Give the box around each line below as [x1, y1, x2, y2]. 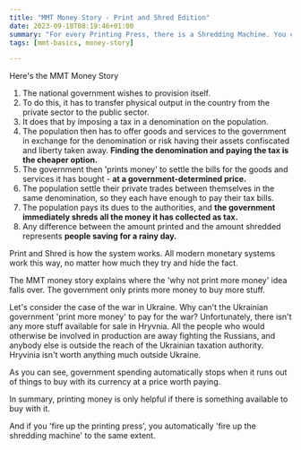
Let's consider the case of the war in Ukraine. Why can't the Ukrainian [9, 302, 269, 313]
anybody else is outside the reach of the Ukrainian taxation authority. [9, 340, 264, 350]
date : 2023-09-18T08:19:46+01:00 [9, 22, 134, 30]
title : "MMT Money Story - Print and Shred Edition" [9, 13, 211, 22]
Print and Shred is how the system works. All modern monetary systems [9, 248, 276, 259]
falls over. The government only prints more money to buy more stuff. [9, 284, 266, 296]
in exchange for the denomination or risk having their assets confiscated [21, 135, 290, 146]
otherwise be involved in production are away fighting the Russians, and [9, 331, 276, 342]
